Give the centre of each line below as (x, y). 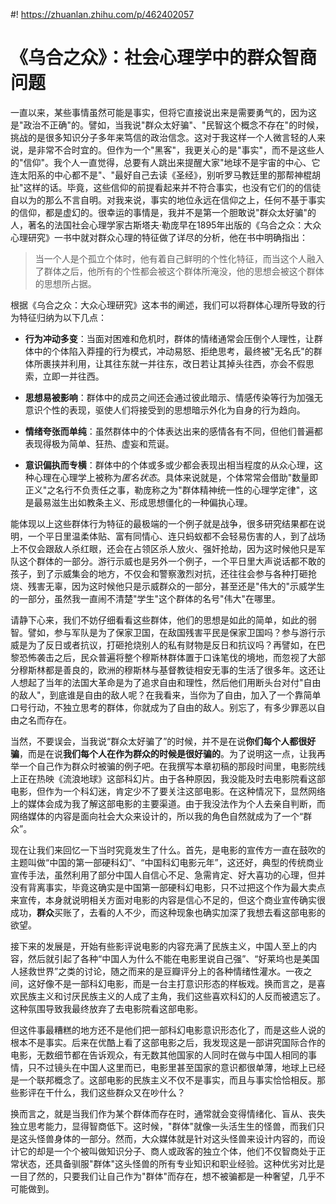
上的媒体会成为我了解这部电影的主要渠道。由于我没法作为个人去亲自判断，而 (168, 803)
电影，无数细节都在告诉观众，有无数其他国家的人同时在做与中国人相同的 (159, 1055)
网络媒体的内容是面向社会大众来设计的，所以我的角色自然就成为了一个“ (157, 816)
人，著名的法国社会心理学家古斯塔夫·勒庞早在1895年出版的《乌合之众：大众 (166, 225)
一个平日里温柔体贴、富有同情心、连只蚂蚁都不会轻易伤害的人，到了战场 (176, 536)
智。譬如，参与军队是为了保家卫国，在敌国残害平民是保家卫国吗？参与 (155, 632)
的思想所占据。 (65, 283)
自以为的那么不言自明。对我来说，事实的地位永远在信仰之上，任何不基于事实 (168, 200)
